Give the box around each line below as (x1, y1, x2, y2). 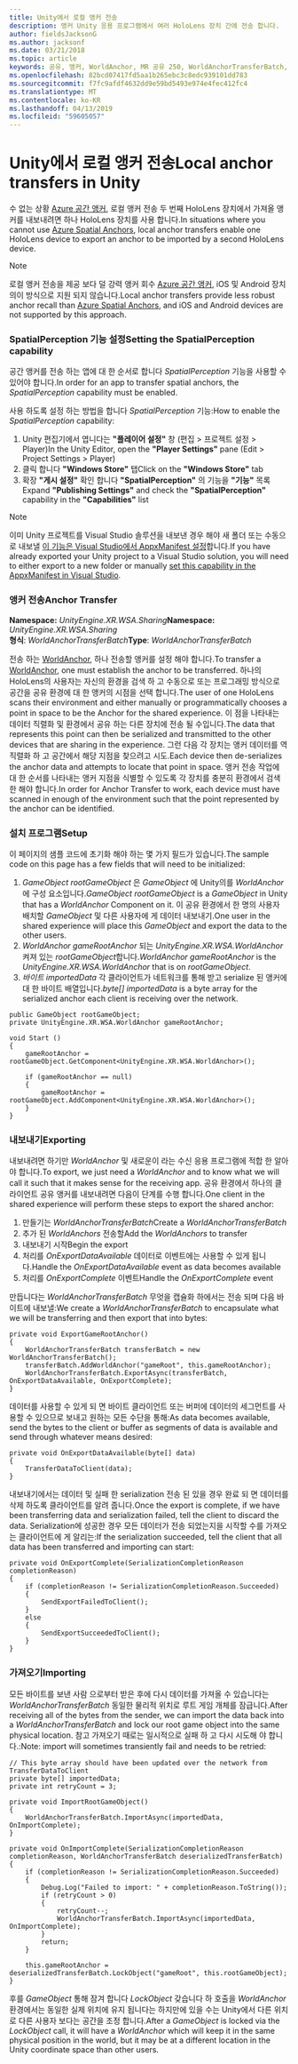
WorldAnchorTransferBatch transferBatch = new (25, 1346, 200, 1355)
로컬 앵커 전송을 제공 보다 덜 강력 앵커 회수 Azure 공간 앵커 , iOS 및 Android (9, 279, 271, 290)
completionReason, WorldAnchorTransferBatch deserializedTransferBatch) (9, 1852, 284, 1860)
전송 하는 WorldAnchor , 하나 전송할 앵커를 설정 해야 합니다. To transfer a (9, 653, 262, 664)
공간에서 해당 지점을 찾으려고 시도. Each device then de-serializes (51, 750, 282, 761)
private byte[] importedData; (9, 1774, 122, 1783)
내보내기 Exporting (9, 1133, 86, 1146)
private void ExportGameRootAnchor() (9, 1330, 149, 1339)
